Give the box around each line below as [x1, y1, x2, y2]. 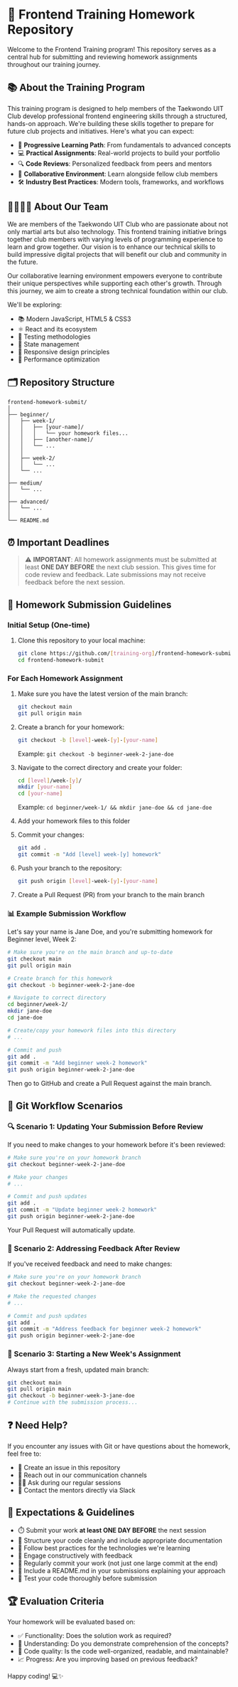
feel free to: [7, 1449, 41, 1458]
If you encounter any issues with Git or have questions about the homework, [7, 1442, 231, 1450]
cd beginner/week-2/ [7, 1001, 69, 1008]
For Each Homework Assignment [7, 673, 123, 683]
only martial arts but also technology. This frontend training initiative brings [7, 227, 227, 236]
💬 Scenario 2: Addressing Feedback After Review [7, 1243, 180, 1253]
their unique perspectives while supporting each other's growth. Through [7, 279, 222, 287]
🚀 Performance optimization [17, 355, 100, 364]
